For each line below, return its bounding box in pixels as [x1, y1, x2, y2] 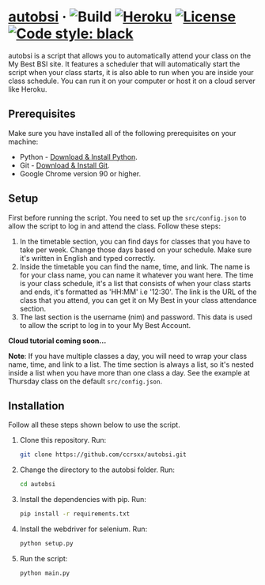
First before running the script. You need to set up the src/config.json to [8, 213, 247, 222]
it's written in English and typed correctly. [19, 253, 156, 262]
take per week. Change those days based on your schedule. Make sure [19, 245, 252, 255]
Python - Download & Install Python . [19, 152, 138, 161]
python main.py [19, 569, 70, 577]
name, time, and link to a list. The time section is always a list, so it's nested [8, 360, 255, 369]
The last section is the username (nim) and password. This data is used [19, 312, 253, 322]
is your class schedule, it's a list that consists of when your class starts [19, 278, 252, 288]
